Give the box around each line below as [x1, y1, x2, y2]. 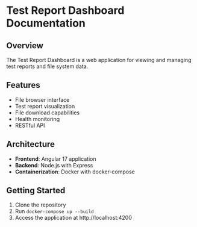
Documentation [6, 16, 86, 30]
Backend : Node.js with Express [14, 161, 93, 169]
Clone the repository [14, 201, 66, 208]
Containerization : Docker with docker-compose [14, 168, 136, 175]
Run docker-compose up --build [14, 208, 95, 215]
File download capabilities [14, 109, 80, 116]
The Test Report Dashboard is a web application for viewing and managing [6, 57, 192, 63]
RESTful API [14, 122, 45, 129]
